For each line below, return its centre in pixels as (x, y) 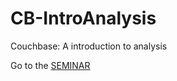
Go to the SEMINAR (50, 65)
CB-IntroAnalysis (83, 18)
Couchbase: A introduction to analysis (89, 46)
